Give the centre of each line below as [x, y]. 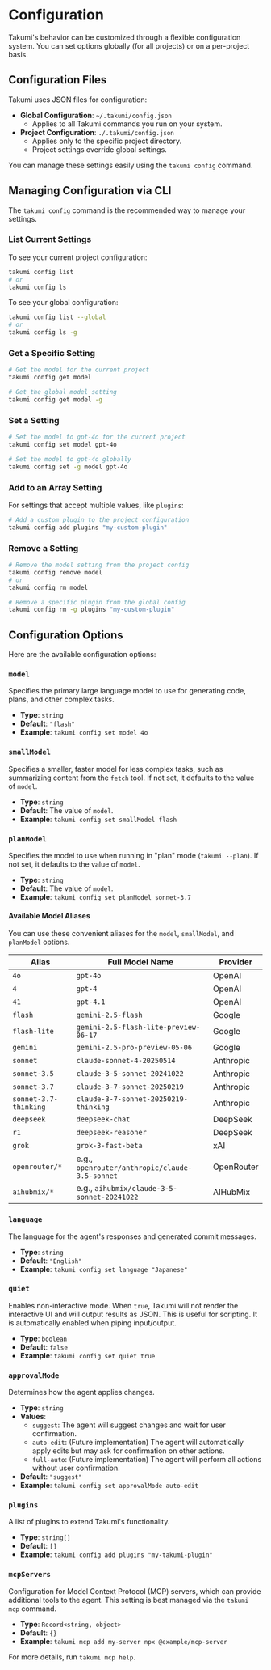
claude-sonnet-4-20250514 [126, 1061]
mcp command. [33, 1609]
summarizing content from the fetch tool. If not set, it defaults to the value [131, 778]
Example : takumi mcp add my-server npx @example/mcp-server [123, 1641]
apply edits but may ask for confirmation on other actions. [128, 1451]
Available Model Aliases [49, 915]
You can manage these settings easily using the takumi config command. [131, 165]
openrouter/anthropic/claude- [134, 1168]
